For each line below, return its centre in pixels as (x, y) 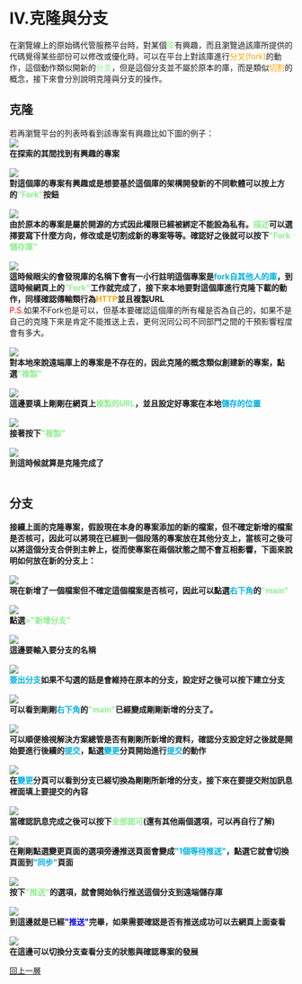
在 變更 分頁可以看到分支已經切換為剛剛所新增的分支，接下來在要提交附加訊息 (151, 780)
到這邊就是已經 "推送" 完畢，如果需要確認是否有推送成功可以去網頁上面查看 (147, 921)
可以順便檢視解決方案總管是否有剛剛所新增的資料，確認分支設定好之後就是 (147, 739)
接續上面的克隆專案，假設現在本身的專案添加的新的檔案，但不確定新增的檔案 (151, 527)
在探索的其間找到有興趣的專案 (64, 153)
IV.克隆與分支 (59, 18)
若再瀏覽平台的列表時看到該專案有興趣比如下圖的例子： (111, 133)
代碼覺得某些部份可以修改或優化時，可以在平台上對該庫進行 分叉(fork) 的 (142, 56)
